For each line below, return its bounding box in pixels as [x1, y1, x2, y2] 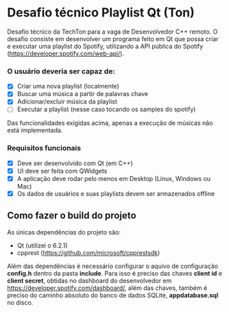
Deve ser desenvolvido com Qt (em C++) [16, 159, 134, 167]
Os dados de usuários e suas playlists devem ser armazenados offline [16, 189, 215, 197]
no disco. [7, 298, 34, 307]
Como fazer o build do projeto [7, 210, 136, 221]
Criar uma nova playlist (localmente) [16, 82, 119, 91]
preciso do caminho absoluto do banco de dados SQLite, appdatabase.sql [7, 291, 219, 299]
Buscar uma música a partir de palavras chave [16, 90, 149, 98]
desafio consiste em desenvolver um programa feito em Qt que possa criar [7, 34, 219, 43]
